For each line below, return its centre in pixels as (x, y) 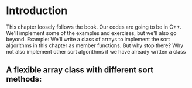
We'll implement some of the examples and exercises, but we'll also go (91, 33)
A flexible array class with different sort (80, 70)
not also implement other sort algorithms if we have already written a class (96, 51)
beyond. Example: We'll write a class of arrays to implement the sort (88, 39)
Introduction (37, 11)
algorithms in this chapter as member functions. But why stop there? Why (95, 45)
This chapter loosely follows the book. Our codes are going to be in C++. (94, 27)
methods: (24, 79)
